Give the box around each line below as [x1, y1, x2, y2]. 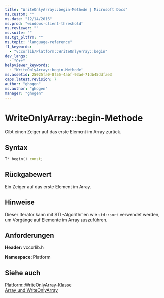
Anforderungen [5, 231, 54, 240]
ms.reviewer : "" [5, 26, 39, 31]
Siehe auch [5, 268, 41, 277]
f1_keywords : [5, 44, 32, 49]
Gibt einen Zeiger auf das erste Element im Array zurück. [5, 129, 122, 135]
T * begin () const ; [5, 157, 43, 162]
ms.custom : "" [5, 12, 35, 17]
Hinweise [5, 198, 35, 207]
